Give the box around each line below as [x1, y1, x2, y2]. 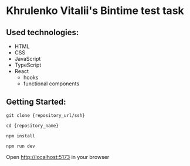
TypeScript [14, 61, 42, 68]
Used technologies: [6, 27, 79, 37]
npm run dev [6, 143, 35, 149]
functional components [23, 80, 80, 87]
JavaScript [14, 56, 41, 62]
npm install [6, 133, 35, 139]
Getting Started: [6, 97, 66, 107]
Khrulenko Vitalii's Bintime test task [6, 4, 185, 18]
